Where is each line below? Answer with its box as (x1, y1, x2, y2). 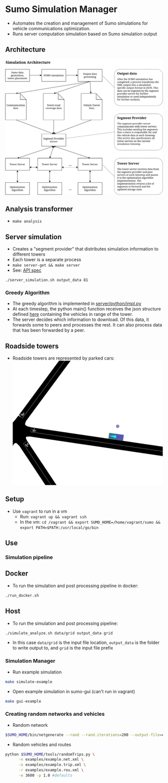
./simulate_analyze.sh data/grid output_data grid (5, 630, 113, 636)
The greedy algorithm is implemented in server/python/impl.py (12, 300, 141, 307)
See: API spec (12, 267, 41, 273)
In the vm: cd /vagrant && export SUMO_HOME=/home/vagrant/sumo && (19, 519, 161, 525)
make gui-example (5, 699, 41, 704)
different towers (12, 251, 45, 257)
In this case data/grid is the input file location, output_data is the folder (12, 639, 160, 646)
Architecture (5, 45, 46, 54)
